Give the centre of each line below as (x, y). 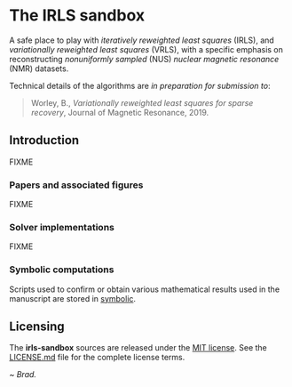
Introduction (44, 140)
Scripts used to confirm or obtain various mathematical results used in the (145, 289)
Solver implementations (62, 227)
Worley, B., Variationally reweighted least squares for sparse (142, 102)
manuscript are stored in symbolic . (72, 298)
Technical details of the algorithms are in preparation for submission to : (140, 85)
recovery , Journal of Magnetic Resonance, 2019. (120, 112)
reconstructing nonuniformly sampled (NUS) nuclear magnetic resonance (144, 59)
